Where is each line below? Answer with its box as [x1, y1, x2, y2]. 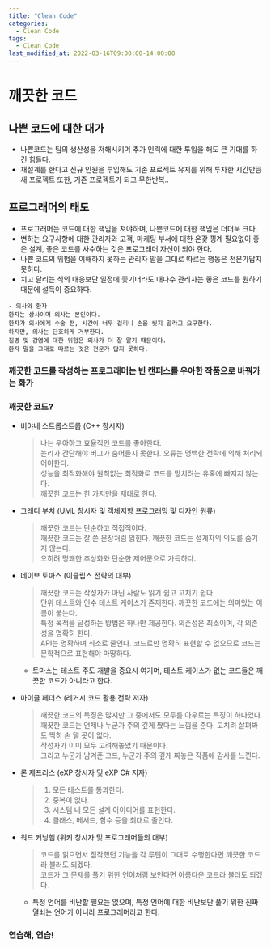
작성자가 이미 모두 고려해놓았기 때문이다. [40, 741, 168, 751]
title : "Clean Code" [8, 11, 78, 20]
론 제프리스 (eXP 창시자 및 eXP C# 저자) [19, 768, 148, 777]
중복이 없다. [52, 795, 90, 805]
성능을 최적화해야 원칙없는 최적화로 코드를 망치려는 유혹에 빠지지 [40, 468, 244, 478]
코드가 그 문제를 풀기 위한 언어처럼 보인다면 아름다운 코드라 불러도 [40, 870, 248, 880]
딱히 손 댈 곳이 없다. [49, 730, 112, 740]
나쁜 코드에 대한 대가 [8, 121, 104, 135]
